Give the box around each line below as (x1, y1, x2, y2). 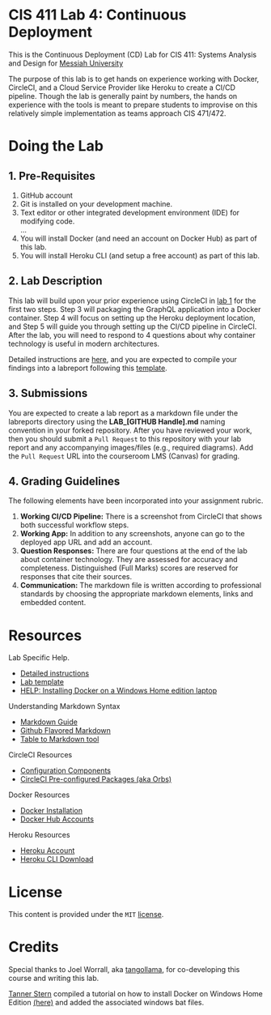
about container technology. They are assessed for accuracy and (19, 555, 238, 565)
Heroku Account (19, 846, 75, 855)
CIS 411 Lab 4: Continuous (8, 6, 187, 24)
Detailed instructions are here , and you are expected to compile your (8, 354, 237, 364)
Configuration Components (19, 766, 112, 775)
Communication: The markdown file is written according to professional (19, 581, 261, 591)
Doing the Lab (8, 137, 104, 156)
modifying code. (19, 216, 75, 226)
